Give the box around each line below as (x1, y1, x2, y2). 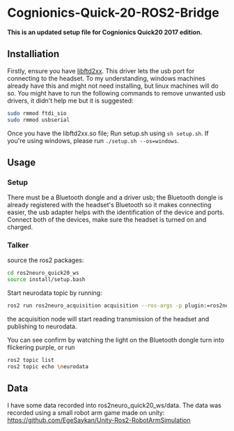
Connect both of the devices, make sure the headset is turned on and (7, 215, 207, 224)
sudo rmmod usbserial (7, 116, 70, 123)
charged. (7, 223, 33, 232)
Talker (7, 241, 29, 250)
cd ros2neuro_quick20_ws (7, 270, 79, 277)
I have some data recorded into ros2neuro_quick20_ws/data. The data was (7, 401, 221, 409)
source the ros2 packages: (7, 256, 84, 264)
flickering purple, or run (7, 343, 75, 351)
